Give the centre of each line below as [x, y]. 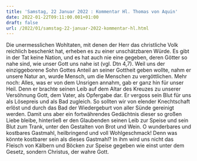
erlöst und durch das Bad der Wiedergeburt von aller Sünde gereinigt [90, 108]
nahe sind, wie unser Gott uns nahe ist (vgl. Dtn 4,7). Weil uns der [86, 64]
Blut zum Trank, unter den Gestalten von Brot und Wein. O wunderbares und [99, 127]
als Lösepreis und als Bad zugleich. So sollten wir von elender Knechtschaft [98, 102]
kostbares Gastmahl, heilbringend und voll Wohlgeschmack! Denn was [92, 133]
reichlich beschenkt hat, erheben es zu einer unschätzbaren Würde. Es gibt [98, 51]
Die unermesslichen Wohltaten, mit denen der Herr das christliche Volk [92, 45]
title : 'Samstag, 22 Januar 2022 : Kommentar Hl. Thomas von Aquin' [92, 12]
